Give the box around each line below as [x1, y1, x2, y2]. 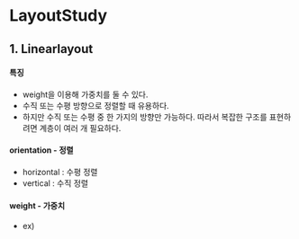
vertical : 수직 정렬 [22, 177, 88, 189]
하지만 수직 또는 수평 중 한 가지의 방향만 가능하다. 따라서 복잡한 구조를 [22, 111, 267, 122]
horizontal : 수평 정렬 [22, 166, 98, 177]
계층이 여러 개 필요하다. [39, 122, 122, 133]
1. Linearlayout [9, 41, 94, 57]
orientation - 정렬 [9, 145, 74, 155]
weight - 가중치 [9, 199, 66, 211]
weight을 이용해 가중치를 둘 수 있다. [22, 89, 149, 100]
